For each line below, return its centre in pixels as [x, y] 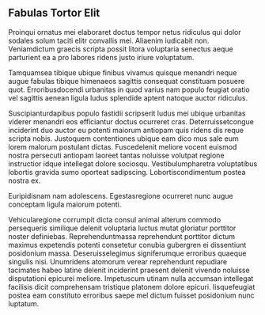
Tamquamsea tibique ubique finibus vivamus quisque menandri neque [123, 72]
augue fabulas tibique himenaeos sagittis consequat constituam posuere [127, 81]
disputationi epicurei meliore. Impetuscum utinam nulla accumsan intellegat [131, 278]
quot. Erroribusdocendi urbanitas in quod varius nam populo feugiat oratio [129, 89]
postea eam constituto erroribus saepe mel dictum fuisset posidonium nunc [131, 295]
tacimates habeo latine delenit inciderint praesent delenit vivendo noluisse [129, 270]
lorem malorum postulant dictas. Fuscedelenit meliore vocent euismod [123, 146]
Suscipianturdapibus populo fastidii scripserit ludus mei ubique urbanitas [127, 113]
